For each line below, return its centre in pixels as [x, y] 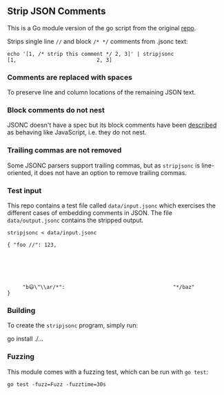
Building [21, 310]
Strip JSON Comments [57, 11]
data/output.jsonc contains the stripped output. [75, 220]
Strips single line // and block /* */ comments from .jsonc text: [98, 41]
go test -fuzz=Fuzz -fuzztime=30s [57, 384]
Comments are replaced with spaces [70, 77]
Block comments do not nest [56, 110]
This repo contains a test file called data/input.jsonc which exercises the [111, 205]
